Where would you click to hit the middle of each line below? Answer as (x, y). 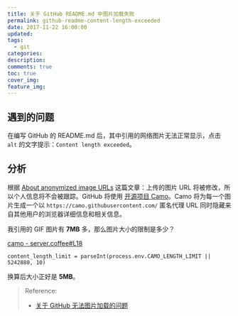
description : (27, 60)
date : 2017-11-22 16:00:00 (47, 27)
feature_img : (27, 87)
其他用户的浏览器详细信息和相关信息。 (69, 214)
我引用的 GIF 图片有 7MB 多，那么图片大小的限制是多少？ (91, 229)
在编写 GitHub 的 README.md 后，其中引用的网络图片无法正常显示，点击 (114, 136)
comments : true (30, 67)
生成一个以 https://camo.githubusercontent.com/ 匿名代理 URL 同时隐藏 (119, 205)
